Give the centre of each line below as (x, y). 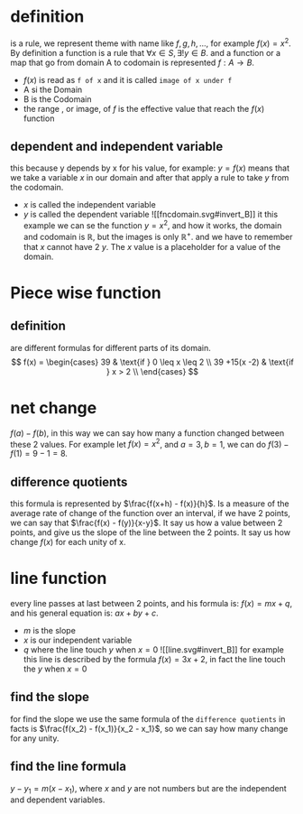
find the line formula (69, 767)
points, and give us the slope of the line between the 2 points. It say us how (151, 532)
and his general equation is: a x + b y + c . (84, 613)
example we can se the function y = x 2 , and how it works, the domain (152, 225)
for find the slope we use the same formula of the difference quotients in (148, 718)
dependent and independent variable (117, 146)
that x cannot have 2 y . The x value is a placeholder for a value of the (152, 246)
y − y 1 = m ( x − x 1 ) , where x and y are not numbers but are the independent (148, 789)
